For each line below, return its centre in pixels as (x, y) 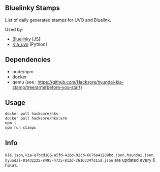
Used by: (14, 29)
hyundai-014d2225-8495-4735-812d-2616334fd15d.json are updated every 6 (80, 160)
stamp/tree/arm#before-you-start (46, 87)
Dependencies (28, 60)
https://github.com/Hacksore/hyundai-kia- (81, 82)
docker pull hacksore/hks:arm (36, 118)
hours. (12, 165)
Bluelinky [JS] (26, 39)
